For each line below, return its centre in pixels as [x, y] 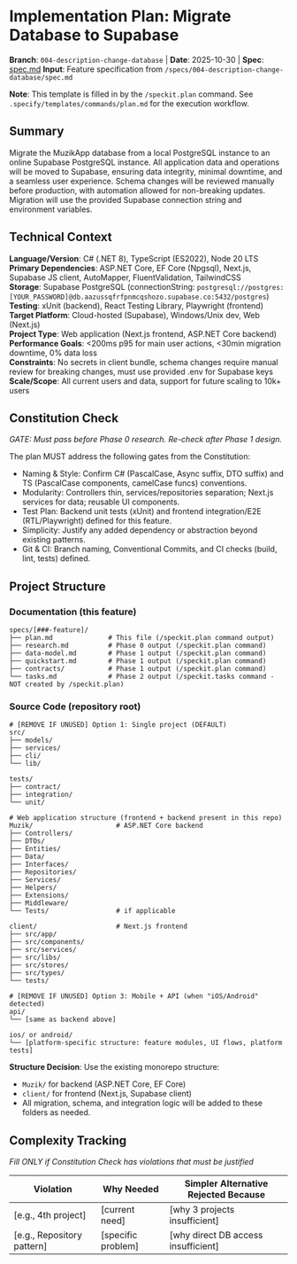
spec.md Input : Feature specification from [86, 69]
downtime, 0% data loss [53, 353]
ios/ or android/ [41, 1035]
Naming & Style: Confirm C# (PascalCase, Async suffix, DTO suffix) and [153, 474]
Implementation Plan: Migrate [120, 16]
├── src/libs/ [35, 958]
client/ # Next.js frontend [99, 927]
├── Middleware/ [39, 903]
